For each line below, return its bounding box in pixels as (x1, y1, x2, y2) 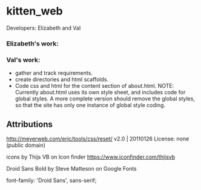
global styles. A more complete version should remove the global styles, (15, 95, 196, 102)
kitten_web (6, 4, 63, 18)
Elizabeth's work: (6, 39, 59, 48)
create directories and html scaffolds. (15, 76, 109, 83)
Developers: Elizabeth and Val (6, 24, 81, 31)
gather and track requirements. (15, 70, 93, 77)
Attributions (6, 119, 53, 129)
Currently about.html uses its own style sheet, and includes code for (15, 89, 186, 96)
